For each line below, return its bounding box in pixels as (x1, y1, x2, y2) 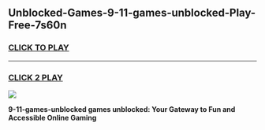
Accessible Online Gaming (8, 113, 97, 122)
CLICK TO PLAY (8, 43, 69, 54)
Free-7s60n (8, 19, 67, 32)
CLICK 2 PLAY (8, 72, 63, 83)
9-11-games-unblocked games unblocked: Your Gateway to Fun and (8, 104, 236, 113)
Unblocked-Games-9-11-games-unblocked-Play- (8, 6, 256, 20)
